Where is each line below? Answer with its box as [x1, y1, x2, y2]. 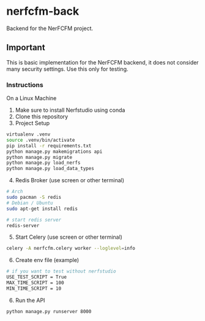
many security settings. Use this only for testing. [6, 65, 129, 72]
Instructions [6, 80, 44, 89]
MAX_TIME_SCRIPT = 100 [6, 280, 64, 286]
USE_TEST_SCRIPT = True [6, 274, 67, 280]
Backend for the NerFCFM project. [6, 25, 94, 32]
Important [6, 42, 45, 53]
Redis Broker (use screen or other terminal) [15, 177, 124, 184]
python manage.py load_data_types [6, 166, 95, 172]
